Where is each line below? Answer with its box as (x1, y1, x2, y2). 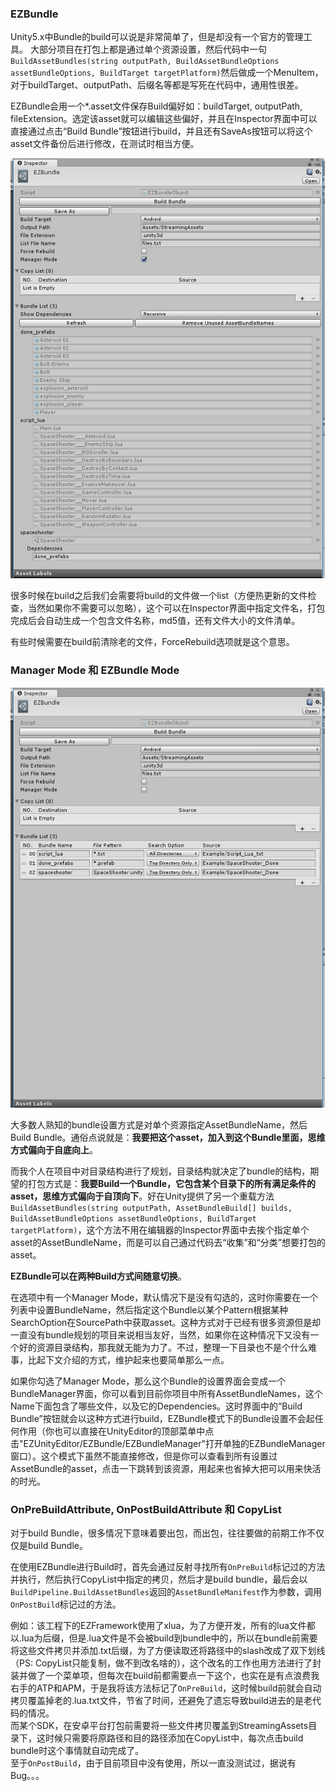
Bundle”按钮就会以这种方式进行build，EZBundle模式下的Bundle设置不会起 (10, 1412, 315, 1424)
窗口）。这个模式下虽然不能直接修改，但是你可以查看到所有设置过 (10, 1450, 278, 1462)
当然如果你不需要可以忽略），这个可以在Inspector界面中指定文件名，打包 (27, 602, 326, 614)
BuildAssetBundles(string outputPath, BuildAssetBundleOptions (10, 57, 280, 67)
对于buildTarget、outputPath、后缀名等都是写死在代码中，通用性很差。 (10, 79, 304, 91)
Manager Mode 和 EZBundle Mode (10, 663, 180, 677)
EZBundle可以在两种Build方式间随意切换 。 (10, 1270, 187, 1282)
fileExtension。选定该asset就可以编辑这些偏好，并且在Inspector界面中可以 (10, 113, 318, 125)
